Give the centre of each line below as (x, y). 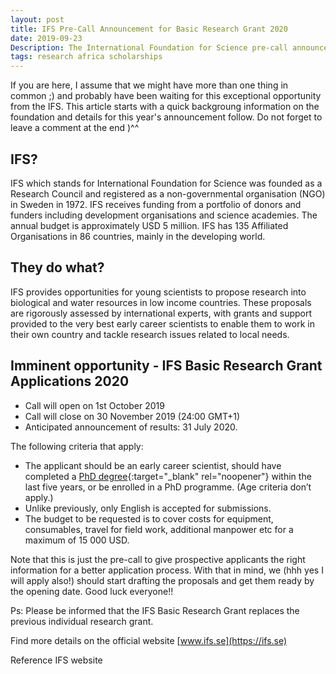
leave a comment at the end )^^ (75, 128)
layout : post (37, 19)
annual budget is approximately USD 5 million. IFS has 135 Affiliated (149, 225)
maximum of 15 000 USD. (77, 540)
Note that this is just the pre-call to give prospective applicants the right (158, 559)
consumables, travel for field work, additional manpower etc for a (159, 529)
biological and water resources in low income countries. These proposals (161, 302)
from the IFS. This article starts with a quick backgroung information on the (165, 107)
